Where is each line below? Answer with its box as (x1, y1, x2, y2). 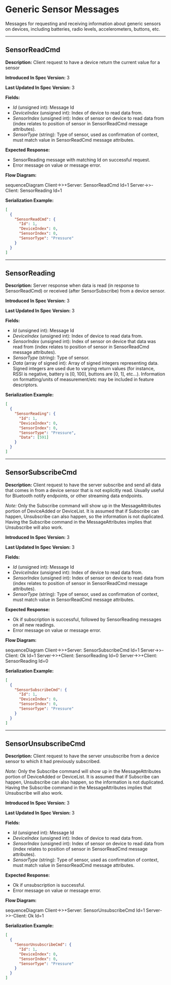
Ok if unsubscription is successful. (12, 882, 85, 888)
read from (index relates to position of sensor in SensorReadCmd (12, 344, 149, 350)
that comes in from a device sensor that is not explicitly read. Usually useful (5, 487, 164, 493)
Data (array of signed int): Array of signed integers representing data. (12, 360, 159, 366)
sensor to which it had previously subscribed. (5, 758, 101, 765)
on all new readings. (12, 621, 55, 628)
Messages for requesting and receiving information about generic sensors (5, 20, 161, 27)
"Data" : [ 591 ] (18, 435, 49, 440)
